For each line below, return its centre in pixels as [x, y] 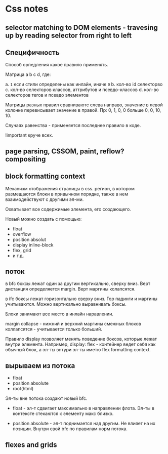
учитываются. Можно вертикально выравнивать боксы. [66, 304]
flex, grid [22, 250]
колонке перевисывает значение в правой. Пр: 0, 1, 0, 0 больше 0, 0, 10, [83, 110]
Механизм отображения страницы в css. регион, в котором [70, 188]
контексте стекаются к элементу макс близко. [63, 414]
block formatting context [45, 176]
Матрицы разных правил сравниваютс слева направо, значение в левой [84, 105]
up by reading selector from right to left [69, 35]
